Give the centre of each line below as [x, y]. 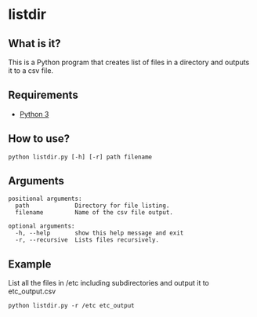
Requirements [43, 95]
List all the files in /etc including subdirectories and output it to [109, 283]
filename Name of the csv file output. [94, 213]
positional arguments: [45, 199]
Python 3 [34, 114]
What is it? [34, 44]
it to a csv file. [31, 71]
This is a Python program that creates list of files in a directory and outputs [129, 62]
